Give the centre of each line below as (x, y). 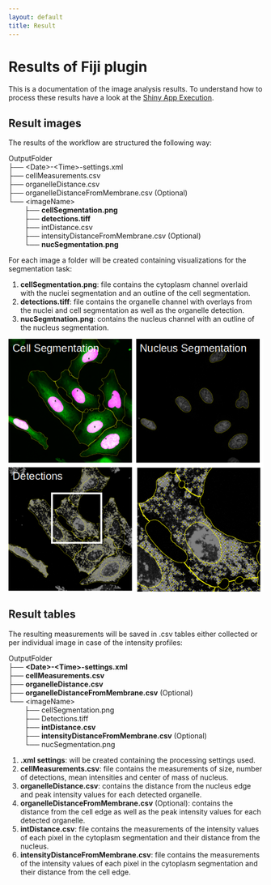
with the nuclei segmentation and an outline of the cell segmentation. (135, 293)
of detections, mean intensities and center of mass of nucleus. (124, 777)
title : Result (32, 26)
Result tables (42, 615)
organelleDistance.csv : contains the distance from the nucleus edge (135, 785)
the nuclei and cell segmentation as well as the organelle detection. (132, 310)
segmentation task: (40, 269)
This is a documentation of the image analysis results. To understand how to (135, 89)
